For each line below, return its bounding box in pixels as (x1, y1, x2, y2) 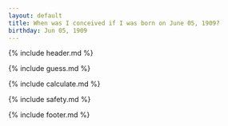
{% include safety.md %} (8, 95, 91, 104)
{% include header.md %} (8, 49, 94, 58)
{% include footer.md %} (8, 110, 90, 120)
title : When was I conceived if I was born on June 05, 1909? (8, 19, 220, 27)
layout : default (8, 11, 62, 20)
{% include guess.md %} (8, 64, 90, 73)
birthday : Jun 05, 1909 (8, 26, 88, 34)
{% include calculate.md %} (8, 79, 101, 89)
